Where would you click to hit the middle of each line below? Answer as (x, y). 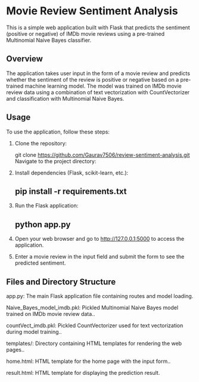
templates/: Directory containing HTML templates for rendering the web (94, 343)
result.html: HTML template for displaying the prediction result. (83, 373)
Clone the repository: (41, 143)
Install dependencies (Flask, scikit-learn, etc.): (71, 173)
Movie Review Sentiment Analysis (92, 11)
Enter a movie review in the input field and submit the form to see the (99, 257)
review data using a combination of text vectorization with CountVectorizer (98, 92)
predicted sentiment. (40, 263)
